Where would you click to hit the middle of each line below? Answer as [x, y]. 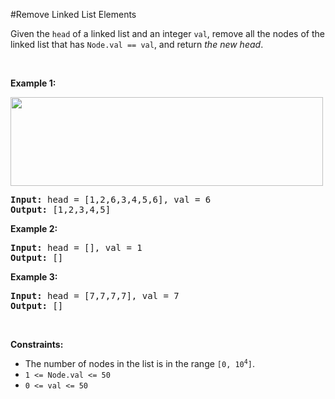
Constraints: [37, 344]
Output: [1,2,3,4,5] [61, 209]
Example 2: [34, 228]
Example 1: [33, 83]
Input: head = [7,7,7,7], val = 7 [95, 295]
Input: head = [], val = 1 [76, 247]
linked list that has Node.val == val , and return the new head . [137, 44]
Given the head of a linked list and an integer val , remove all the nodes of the [167, 33]
